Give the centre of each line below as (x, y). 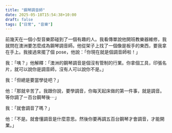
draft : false (19, 19)
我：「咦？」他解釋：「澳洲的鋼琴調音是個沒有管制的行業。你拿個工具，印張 (84, 63)
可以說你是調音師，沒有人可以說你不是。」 (62, 69)
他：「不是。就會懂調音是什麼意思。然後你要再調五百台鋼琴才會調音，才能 (83, 119)
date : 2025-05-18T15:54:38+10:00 (41, 15)
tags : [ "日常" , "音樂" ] (29, 24)
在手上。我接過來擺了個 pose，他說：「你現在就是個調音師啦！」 (73, 52)
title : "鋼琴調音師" (25, 10)
